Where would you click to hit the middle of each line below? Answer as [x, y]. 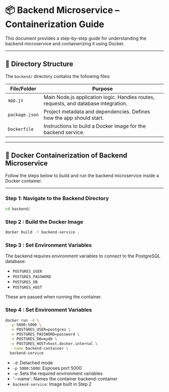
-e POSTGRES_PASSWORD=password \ [45, 334]
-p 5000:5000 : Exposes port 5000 [47, 368]
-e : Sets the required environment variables [58, 373]
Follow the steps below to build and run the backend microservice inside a [82, 175]
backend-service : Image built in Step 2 [52, 384]
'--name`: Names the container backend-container [65, 378]
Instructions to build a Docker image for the [95, 126]
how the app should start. [74, 118]
